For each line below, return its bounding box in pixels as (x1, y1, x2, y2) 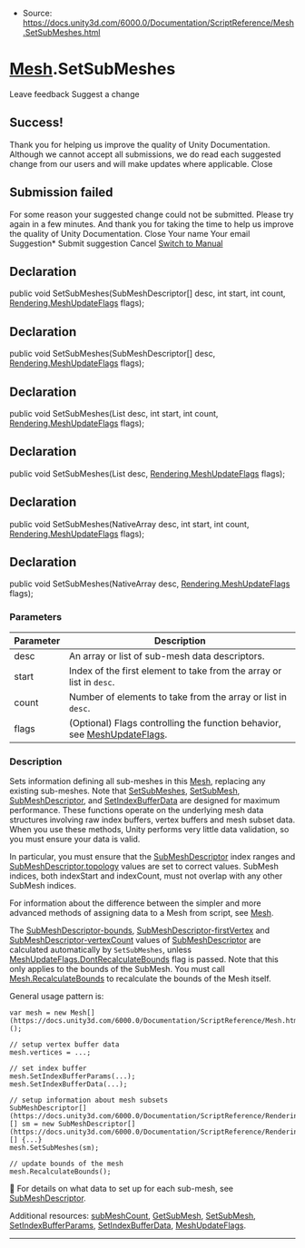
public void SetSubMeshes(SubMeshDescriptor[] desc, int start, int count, (9, 288, 286, 299)
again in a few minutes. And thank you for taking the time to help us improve (9, 218, 294, 230)
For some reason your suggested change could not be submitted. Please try (9, 209, 294, 220)
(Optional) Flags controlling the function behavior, (68, 716, 281, 729)
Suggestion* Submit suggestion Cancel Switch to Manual (9, 238, 223, 249)
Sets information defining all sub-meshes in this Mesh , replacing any (9, 776, 266, 787)
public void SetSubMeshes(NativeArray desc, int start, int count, (9, 518, 250, 529)
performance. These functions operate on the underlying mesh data (9, 805, 264, 816)
